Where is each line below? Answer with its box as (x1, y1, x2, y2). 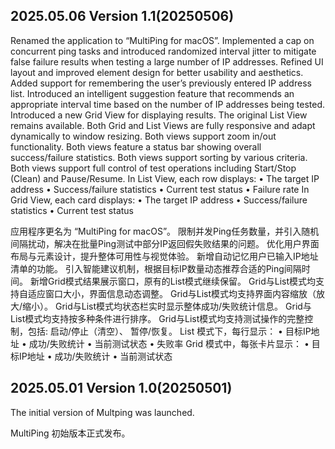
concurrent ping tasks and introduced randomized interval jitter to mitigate (10, 45, 317, 57)
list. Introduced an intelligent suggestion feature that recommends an (10, 87, 295, 99)
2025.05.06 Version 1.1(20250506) (10, 8, 235, 25)
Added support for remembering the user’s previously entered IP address (10, 77, 312, 89)
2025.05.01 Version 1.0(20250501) (10, 380, 233, 397)
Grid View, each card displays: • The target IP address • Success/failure (10, 194, 308, 206)
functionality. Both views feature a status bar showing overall (10, 140, 262, 153)
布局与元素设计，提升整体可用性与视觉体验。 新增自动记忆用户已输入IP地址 (10, 250, 319, 262)
